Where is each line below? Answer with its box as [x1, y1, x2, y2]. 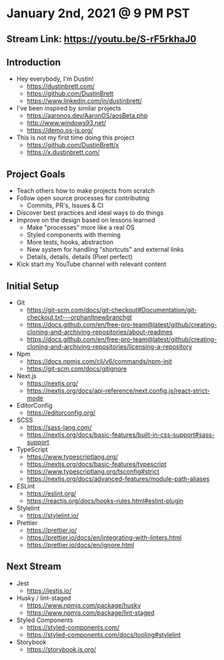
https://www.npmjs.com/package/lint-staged [26, 608, 155, 616]
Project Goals [6, 168, 66, 180]
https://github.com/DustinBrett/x [26, 141, 119, 149]
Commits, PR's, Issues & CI [26, 201, 104, 209]
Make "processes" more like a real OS [26, 223, 135, 232]
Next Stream [6, 560, 61, 572]
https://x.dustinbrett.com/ [26, 148, 100, 157]
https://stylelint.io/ [26, 511, 79, 520]
